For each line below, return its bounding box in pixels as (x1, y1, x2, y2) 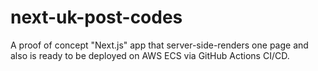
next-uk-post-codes (10, 6, 183, 29)
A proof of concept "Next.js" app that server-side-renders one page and (10, 39, 309, 51)
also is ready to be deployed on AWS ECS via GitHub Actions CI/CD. (10, 49, 290, 61)
